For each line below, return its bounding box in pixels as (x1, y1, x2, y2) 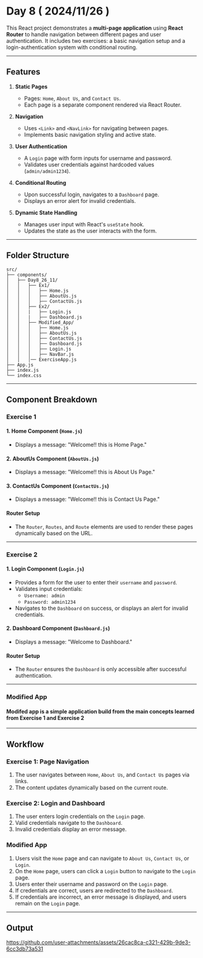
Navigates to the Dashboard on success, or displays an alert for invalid (14, 604, 188, 612)
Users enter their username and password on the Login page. (14, 880, 168, 888)
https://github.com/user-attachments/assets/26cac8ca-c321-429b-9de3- (6, 939, 191, 946)
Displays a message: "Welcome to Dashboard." (14, 638, 133, 646)
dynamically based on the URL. (14, 529, 93, 537)
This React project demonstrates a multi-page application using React (6, 24, 183, 31)
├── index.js (6, 367, 39, 373)
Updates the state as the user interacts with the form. (24, 227, 157, 234)
